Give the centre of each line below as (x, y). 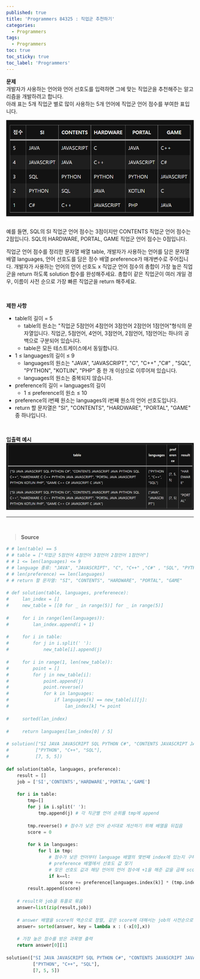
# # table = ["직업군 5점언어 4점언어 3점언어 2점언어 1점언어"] (78, 555)
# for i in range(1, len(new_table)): (60, 662)
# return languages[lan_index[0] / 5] (60, 731)
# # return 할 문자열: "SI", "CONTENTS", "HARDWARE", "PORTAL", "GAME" (94, 580)
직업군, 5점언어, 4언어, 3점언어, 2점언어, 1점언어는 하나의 (117, 333)
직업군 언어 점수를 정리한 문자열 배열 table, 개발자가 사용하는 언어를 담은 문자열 (98, 251)
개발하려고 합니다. (43, 96)
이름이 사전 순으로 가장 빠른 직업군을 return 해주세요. (75, 281)
